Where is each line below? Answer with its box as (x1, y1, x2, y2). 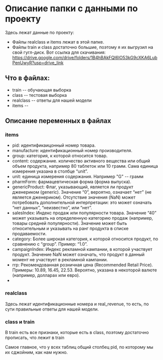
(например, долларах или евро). (12, 272, 81, 278)
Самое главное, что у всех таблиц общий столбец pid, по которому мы (5, 344, 154, 350)
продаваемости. (12, 231, 47, 237)
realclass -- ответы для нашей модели (12, 97, 92, 103)
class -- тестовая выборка (12, 92, 67, 98)
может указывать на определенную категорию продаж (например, (12, 215, 153, 221)
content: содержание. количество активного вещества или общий (12, 158, 150, 164)
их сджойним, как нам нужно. (5, 349, 68, 355)
